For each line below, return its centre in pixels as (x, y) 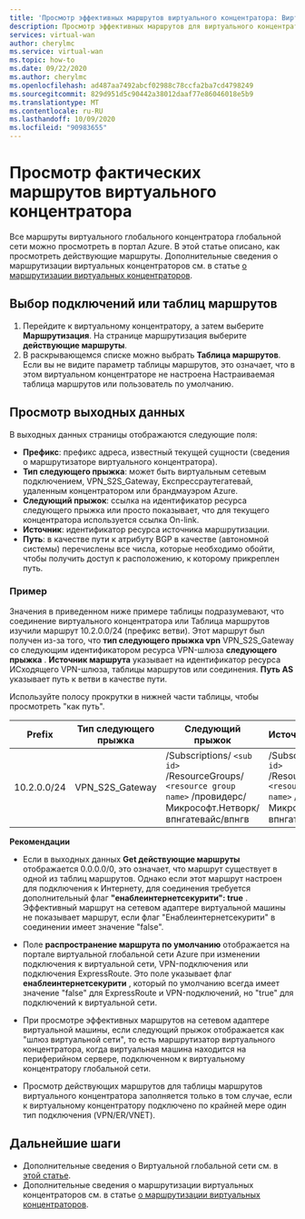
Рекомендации (40, 841)
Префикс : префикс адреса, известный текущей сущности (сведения (156, 452)
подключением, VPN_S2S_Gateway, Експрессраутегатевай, (138, 481)
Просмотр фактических (105, 173)
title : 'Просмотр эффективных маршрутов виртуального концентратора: (144, 18)
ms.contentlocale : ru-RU (56, 111)
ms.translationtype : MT (54, 102)
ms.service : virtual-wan (56, 52)
